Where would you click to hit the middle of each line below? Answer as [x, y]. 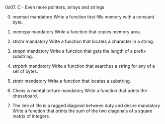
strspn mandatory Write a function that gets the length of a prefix [79, 51]
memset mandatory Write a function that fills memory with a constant [83, 17]
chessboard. [25, 96]
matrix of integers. [31, 116]
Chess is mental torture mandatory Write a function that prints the [80, 91]
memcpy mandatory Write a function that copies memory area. [77, 32]
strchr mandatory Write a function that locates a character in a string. [83, 41]
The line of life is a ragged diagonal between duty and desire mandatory [86, 106]
